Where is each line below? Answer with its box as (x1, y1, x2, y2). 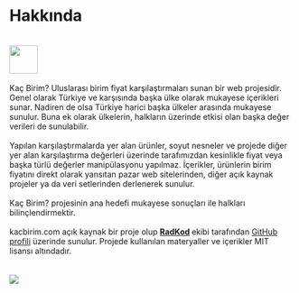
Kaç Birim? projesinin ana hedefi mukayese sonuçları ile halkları (9, 197, 246, 208)
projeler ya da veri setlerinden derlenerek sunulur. (9, 178, 195, 189)
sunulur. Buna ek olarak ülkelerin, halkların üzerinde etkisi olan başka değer (9, 111, 290, 122)
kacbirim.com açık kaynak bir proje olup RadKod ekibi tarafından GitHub (9, 226, 278, 237)
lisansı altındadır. (9, 245, 72, 256)
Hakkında (9, 5, 83, 26)
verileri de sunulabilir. (9, 121, 89, 132)
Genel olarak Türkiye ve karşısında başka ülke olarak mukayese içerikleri (9, 92, 279, 103)
